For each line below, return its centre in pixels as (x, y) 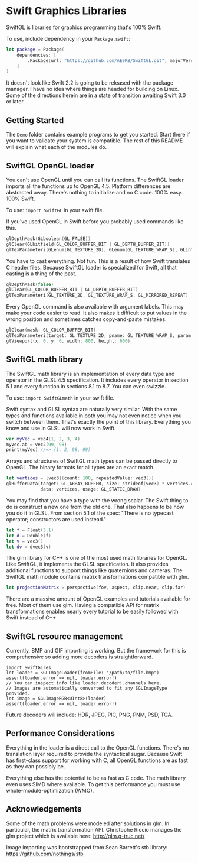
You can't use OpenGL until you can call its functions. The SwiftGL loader (95, 180)
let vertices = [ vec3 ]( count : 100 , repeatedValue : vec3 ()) (80, 478)
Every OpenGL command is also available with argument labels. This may (95, 307)
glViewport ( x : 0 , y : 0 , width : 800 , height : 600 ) (68, 341)
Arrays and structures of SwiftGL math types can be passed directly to (92, 461)
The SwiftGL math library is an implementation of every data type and (90, 374)
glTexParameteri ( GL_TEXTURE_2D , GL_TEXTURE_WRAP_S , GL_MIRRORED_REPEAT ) (97, 296)
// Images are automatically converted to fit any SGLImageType (87, 689)
